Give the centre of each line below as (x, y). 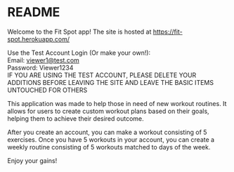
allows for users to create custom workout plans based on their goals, (108, 111)
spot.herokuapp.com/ (39, 39)
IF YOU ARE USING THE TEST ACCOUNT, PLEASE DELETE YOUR (102, 75)
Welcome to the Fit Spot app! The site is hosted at (79, 32)
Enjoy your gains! (32, 160)
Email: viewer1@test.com (43, 60)
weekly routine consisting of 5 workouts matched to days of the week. (109, 147)
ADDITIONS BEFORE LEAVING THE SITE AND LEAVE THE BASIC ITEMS (111, 82)
